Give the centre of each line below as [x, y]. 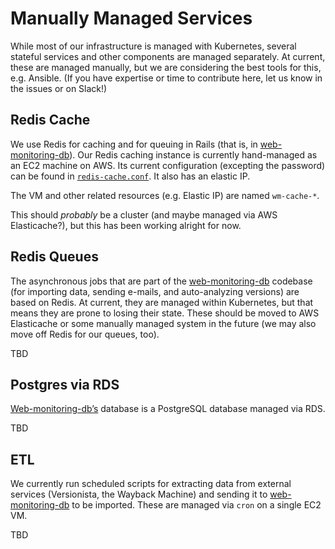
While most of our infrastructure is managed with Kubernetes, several [153, 46]
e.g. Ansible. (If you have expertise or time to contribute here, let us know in [166, 78]
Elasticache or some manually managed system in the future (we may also [163, 323]
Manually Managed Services [131, 18]
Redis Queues [54, 257]
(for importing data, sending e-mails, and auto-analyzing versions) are [155, 291]
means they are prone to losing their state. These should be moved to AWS [165, 313]
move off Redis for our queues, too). [85, 334]
